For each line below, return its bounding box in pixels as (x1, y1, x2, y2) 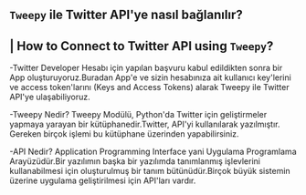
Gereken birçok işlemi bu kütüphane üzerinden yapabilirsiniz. (9, 128, 239, 139)
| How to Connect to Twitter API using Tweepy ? (9, 38, 274, 54)
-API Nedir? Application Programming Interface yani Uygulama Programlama (9, 146, 297, 158)
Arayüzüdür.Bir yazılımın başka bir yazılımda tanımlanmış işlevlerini (9, 156, 260, 167)
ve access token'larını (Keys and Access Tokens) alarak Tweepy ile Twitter (9, 82, 290, 93)
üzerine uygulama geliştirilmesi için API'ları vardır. (9, 175, 196, 186)
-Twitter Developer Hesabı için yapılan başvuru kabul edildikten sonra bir (9, 63, 283, 74)
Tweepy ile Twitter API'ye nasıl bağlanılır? (9, 7, 244, 23)
